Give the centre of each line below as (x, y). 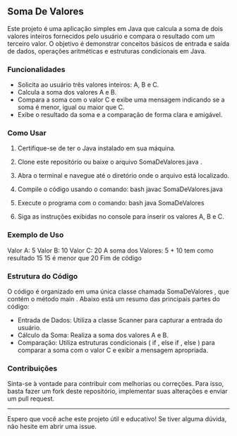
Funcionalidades (36, 69)
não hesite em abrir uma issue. (52, 427)
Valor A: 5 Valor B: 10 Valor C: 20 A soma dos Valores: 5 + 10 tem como (110, 250)
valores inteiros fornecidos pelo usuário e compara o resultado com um (111, 36)
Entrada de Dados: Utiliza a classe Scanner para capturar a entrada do (120, 320)
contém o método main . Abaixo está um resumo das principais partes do (114, 299)
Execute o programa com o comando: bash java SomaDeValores (111, 203)
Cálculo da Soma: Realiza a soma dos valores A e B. (93, 335)
